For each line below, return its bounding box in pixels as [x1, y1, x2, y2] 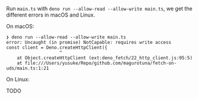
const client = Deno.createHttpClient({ [6, 44, 108, 50]
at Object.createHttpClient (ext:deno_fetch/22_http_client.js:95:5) [17, 55, 193, 61]
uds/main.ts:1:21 [6, 65, 49, 71]
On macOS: [6, 23, 34, 30]
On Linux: [6, 76, 30, 82]
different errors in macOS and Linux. [6, 11, 95, 18]
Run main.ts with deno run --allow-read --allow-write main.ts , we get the [6, 5, 193, 12]
